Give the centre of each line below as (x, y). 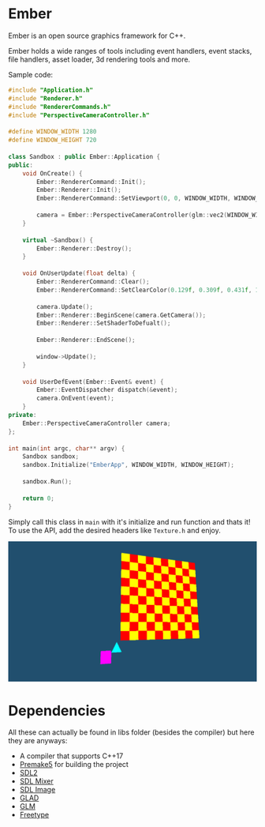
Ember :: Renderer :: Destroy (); (84, 248)
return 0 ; (39, 498)
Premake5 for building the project (74, 765)
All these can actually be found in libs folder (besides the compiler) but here (131, 732)
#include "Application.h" (50, 90)
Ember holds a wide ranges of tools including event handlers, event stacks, (130, 51)
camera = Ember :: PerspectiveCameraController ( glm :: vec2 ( (132, 215)
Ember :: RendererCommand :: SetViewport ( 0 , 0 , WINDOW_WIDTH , (134, 198)
